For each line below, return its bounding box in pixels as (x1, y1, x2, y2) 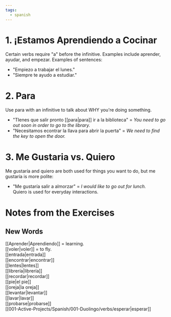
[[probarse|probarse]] (5, 301, 52, 307)
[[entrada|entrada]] (5, 251, 46, 258)
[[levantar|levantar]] (5, 290, 47, 296)
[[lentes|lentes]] (5, 262, 39, 269)
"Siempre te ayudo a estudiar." (12, 72, 77, 78)
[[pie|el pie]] (5, 279, 32, 285)
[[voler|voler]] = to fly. (5, 246, 52, 252)
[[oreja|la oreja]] (5, 284, 39, 290)
